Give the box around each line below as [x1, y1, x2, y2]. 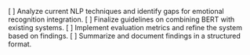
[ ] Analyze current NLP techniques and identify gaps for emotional [8, 7, 225, 15]
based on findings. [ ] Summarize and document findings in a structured [8, 31, 241, 40]
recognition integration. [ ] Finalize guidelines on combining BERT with [8, 15, 235, 24]
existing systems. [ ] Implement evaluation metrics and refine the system [8, 23, 243, 32]
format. [8, 40, 32, 49]
